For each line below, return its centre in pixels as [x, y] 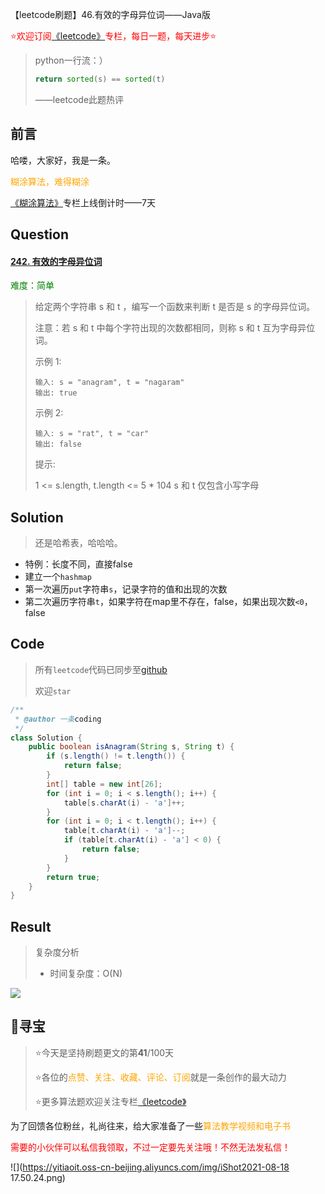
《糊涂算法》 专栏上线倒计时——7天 [83, 202]
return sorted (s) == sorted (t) [100, 79]
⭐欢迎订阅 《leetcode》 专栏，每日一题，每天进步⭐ [113, 36]
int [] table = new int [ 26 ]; [104, 784]
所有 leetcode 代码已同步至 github [101, 669]
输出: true [56, 393]
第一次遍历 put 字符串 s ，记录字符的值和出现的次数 [126, 589]
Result [31, 926]
